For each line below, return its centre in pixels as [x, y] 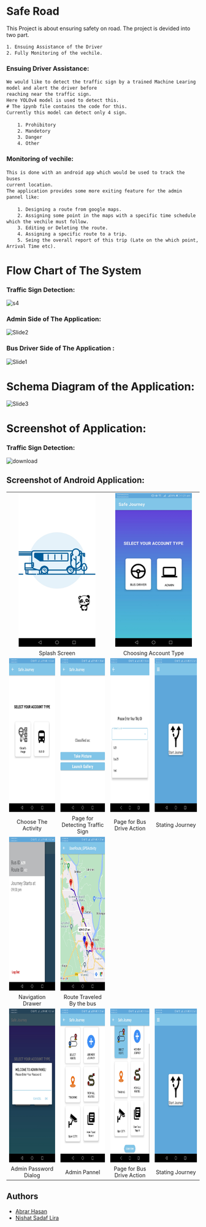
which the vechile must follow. [48, 222]
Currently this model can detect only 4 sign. [67, 113]
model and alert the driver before [52, 88]
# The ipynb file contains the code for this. [67, 107]
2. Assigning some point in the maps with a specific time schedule [107, 215]
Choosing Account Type [154, 653]
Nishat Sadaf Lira [37, 1218]
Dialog [32, 1175]
